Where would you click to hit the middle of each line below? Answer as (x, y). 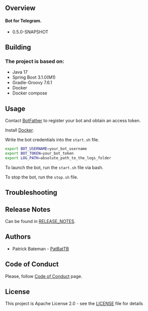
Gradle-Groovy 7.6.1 (32, 83)
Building (18, 47)
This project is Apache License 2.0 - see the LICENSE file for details (74, 304)
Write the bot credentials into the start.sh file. (52, 140)
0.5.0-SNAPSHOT (30, 32)
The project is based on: (35, 61)
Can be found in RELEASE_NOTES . (40, 221)
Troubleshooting (31, 193)
